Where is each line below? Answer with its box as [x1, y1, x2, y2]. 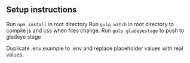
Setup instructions [6, 5, 77, 15]
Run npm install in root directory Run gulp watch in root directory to [6, 20, 174, 27]
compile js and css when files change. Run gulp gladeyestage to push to [6, 27, 185, 34]
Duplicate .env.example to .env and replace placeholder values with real [6, 45, 183, 52]
